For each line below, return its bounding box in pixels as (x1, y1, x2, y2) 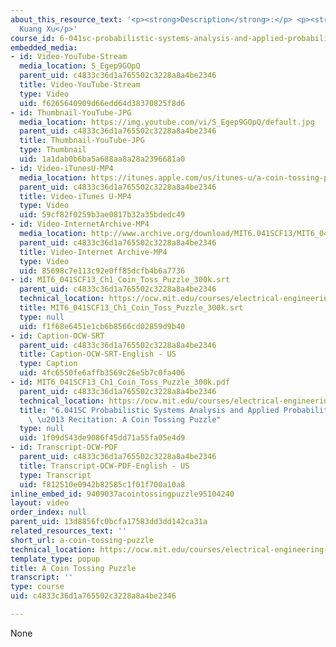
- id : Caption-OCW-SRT (10, 331, 105, 341)
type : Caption (19, 359, 78, 369)
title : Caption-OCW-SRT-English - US (19, 349, 177, 360)
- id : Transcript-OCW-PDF (10, 442, 118, 453)
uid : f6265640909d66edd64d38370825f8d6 (19, 98, 186, 108)
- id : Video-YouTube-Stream (10, 52, 128, 62)
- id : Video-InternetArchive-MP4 (10, 219, 150, 230)
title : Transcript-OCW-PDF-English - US (19, 461, 190, 471)
